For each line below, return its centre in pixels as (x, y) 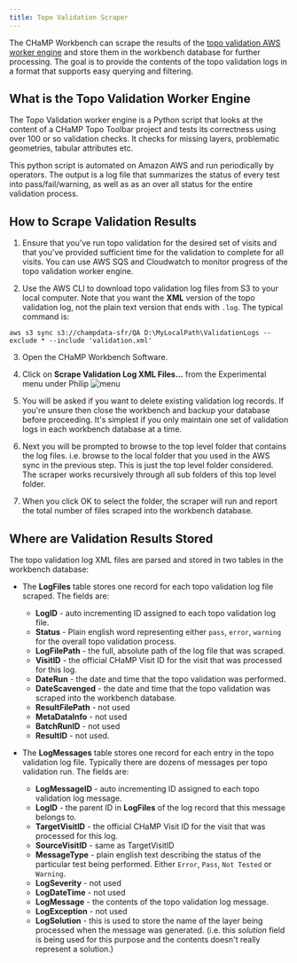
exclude (23, 341)
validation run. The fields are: (75, 771)
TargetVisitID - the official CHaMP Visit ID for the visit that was (150, 826)
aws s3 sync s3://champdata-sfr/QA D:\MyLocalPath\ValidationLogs (134, 333)
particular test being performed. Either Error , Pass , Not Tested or (153, 865)
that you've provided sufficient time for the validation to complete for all (152, 253)
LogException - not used (81, 912)
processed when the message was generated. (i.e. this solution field (160, 930)
